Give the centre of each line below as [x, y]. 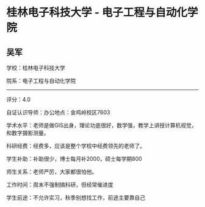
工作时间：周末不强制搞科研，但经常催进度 [60, 184]
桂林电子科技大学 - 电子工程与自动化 [97, 12]
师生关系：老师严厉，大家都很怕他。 [52, 172]
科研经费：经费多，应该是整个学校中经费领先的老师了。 [76, 146]
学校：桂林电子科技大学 [36, 68]
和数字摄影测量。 [28, 133]
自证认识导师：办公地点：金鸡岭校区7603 [58, 112]
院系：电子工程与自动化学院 [41, 81]
